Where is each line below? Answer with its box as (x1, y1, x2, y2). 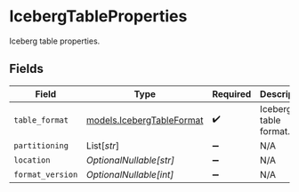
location (13, 155, 51, 165)
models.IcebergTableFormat (85, 114, 204, 126)
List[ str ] (85, 140, 120, 152)
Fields (9, 61, 44, 76)
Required (212, 87, 252, 100)
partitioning (13, 140, 69, 150)
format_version (13, 169, 78, 180)
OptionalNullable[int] (85, 168, 174, 180)
